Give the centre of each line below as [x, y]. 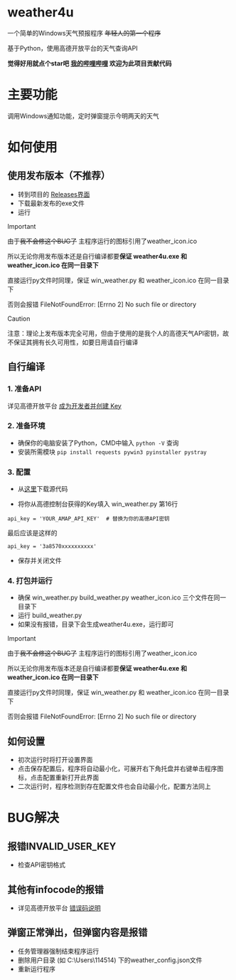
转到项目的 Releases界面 [54, 194]
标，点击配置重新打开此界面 [58, 778]
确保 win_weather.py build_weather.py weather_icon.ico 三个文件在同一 [122, 598]
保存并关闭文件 [39, 561]
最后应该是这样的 [32, 533]
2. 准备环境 [26, 426]
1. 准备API [25, 389]
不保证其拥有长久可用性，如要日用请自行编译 [73, 342]
